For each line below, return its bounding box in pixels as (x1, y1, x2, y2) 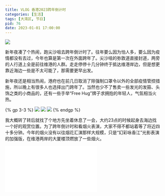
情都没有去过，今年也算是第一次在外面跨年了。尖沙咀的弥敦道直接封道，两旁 (5, 55, 160, 61)
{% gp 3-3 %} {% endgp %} (5, 107, 81, 113)
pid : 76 (5, 21, 21, 26)
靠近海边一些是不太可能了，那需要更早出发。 (5, 68, 96, 74)
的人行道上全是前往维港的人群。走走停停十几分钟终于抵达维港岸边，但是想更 (5, 61, 160, 67)
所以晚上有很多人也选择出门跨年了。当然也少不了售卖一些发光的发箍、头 (13, 84, 160, 90)
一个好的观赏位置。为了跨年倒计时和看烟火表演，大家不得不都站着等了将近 (5, 123, 156, 129)
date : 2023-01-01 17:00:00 (5, 26, 60, 31)
